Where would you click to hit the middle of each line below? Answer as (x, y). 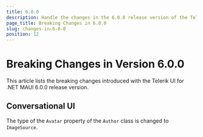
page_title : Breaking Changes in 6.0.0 (56, 23)
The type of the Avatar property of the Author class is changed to (88, 121)
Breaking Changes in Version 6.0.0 (95, 64)
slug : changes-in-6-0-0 (36, 29)
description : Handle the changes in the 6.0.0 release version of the (97, 18)
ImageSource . (22, 127)
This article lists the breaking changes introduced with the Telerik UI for (95, 81)
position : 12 (23, 34)
